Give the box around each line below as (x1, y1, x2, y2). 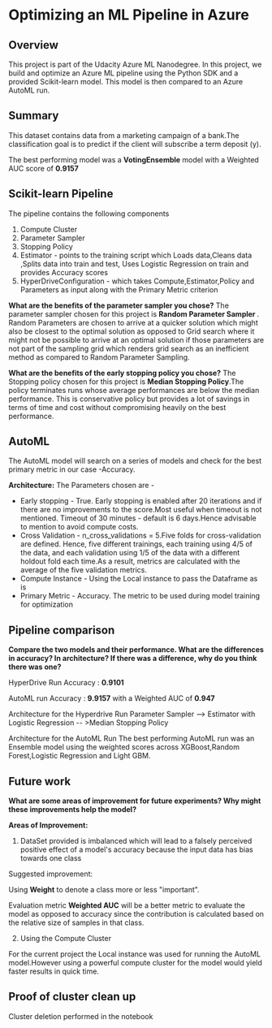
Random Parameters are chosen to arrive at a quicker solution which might (8, 317, 258, 327)
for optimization (19, 599, 73, 610)
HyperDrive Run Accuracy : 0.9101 (8, 678, 124, 688)
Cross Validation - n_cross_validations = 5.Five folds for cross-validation (19, 530, 261, 541)
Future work (8, 774, 71, 788)
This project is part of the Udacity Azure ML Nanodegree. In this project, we (8, 59, 262, 69)
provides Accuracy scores (19, 267, 108, 277)
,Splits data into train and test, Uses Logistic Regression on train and (19, 258, 249, 269)
